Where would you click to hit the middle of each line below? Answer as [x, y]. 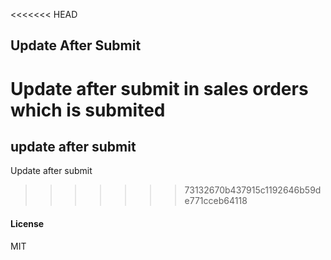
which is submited [88, 110]
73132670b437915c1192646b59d [253, 190]
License [27, 223]
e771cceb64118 [216, 201]
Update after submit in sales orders [159, 88]
